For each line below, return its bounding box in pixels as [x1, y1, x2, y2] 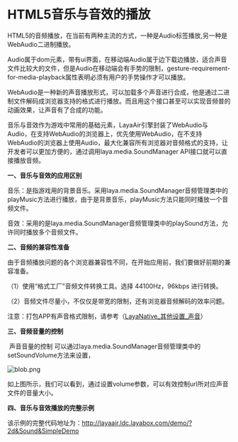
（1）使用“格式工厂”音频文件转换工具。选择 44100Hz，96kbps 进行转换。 [7, 281, 222, 290]
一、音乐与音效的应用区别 [7, 171, 82, 179]
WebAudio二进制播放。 [7, 40, 75, 48]
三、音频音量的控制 [7, 327, 64, 335]
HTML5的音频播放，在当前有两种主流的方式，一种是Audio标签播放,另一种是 [7, 31, 228, 40]
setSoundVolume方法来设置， [7, 351, 95, 359]
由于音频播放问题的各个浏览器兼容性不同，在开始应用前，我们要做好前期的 [7, 258, 225, 266]
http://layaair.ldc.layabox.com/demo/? [81, 419, 193, 427]
